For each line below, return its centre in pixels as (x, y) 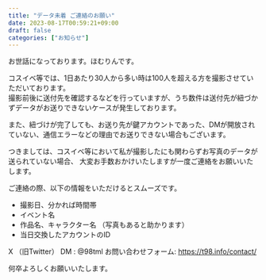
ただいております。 (39, 88)
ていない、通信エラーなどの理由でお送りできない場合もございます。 (119, 135)
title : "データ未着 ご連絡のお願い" (62, 15)
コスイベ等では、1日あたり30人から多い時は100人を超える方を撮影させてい (131, 78)
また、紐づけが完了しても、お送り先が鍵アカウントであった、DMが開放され (132, 125)
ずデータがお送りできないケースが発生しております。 (94, 108)
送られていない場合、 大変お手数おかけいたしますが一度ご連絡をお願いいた (131, 161)
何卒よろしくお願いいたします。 (60, 268)
